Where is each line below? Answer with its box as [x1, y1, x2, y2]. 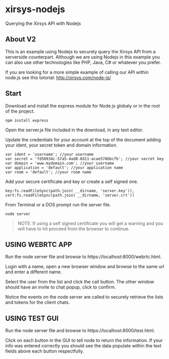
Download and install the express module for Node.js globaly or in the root [5, 102, 160, 109]
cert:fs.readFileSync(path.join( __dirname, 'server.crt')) [5, 193, 135, 198]
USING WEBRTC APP [5, 240, 72, 249]
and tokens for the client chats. [5, 299, 70, 305]
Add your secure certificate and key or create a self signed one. [5, 178, 138, 185]
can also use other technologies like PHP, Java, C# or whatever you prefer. [5, 59, 161, 65]
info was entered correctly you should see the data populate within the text [5, 343, 162, 349]
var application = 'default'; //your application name [5, 165, 123, 170]
